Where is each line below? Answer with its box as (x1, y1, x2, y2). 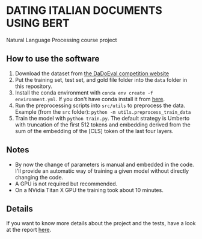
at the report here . (6, 226, 52, 234)
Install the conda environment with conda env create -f (14, 88, 153, 96)
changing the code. (14, 173, 64, 181)
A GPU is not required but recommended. (14, 180, 118, 187)
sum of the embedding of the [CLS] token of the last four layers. (14, 127, 174, 134)
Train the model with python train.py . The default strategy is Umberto (14, 114, 190, 122)
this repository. (14, 82, 52, 90)
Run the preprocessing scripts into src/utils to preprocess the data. (14, 102, 185, 109)
